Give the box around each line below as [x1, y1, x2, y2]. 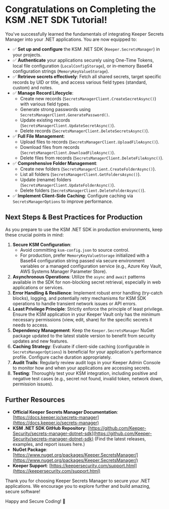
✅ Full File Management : [12, 133, 65, 139]
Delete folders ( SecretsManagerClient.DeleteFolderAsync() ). [20, 187, 146, 193]
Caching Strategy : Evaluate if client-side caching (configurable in [12, 343, 150, 349]
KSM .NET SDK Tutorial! [5, 14, 107, 26]
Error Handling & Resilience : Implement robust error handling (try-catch [12, 290, 163, 296]
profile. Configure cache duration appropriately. [12, 354, 112, 360]
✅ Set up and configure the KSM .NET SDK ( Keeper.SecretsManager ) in [12, 46, 160, 52]
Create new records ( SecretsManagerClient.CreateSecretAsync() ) [20, 95, 156, 101]
